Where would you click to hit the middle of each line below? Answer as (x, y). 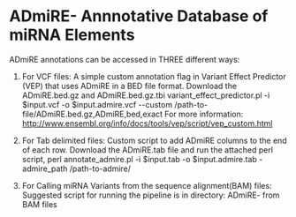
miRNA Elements (72, 35)
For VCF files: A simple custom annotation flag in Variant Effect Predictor (154, 76)
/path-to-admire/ (100, 168)
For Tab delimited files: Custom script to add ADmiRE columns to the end (154, 140)
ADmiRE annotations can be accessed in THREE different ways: (125, 59)
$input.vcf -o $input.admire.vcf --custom (97, 104)
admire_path (45, 168)
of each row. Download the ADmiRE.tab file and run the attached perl (148, 150)
